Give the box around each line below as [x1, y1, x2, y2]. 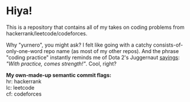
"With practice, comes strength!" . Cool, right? [6, 60, 116, 67]
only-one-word [6, 47, 43, 54]
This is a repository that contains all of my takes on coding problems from [6, 24, 185, 31]
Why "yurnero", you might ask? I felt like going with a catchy [6, 41, 152, 48]
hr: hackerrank [6, 78, 42, 85]
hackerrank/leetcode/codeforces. [6, 29, 88, 37]
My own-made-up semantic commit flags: [6, 71, 112, 78]
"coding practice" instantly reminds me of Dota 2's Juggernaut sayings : [6, 54, 180, 61]
